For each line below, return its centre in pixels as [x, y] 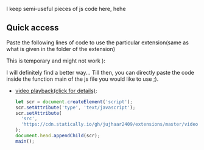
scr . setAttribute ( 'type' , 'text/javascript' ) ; [75, 107]
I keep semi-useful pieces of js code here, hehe [66, 9]
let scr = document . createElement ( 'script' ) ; [74, 102]
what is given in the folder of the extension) [61, 49]
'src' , [29, 119]
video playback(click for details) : [56, 90]
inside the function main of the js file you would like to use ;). [83, 79]
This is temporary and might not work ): [56, 61]
